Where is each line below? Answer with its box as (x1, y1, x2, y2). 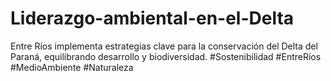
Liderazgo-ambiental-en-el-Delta (10, 7, 295, 30)
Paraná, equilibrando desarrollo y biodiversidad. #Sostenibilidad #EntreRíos (10, 50, 322, 62)
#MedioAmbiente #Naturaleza (10, 61, 134, 73)
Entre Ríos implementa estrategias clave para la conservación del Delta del (10, 40, 318, 52)
